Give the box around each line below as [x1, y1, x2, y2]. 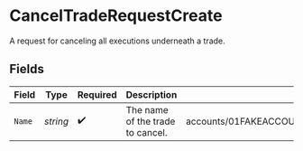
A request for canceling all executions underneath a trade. [9, 35, 225, 46]
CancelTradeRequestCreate [9, 5, 223, 26]
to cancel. [125, 126, 169, 138]
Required [77, 88, 117, 100]
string [43, 115, 69, 127]
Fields [9, 61, 45, 77]
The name [125, 103, 169, 116]
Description [125, 88, 178, 100]
